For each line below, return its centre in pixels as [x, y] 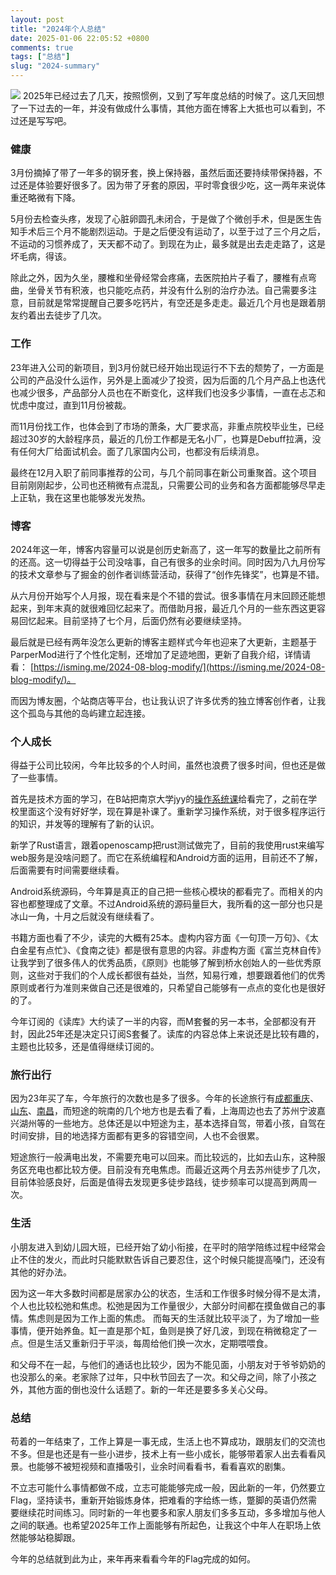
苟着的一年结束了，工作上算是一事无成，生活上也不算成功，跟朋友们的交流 [163, 1442]
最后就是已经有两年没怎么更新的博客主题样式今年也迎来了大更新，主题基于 [163, 642]
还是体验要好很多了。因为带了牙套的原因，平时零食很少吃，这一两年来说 [167, 185]
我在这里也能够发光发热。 [97, 497]
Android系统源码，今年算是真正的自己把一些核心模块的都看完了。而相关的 [162, 892]
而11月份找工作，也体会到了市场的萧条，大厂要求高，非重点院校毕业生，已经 [167, 426]
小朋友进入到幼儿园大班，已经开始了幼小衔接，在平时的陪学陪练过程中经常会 [168, 1247]
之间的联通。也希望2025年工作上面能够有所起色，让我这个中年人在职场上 [161, 1525]
